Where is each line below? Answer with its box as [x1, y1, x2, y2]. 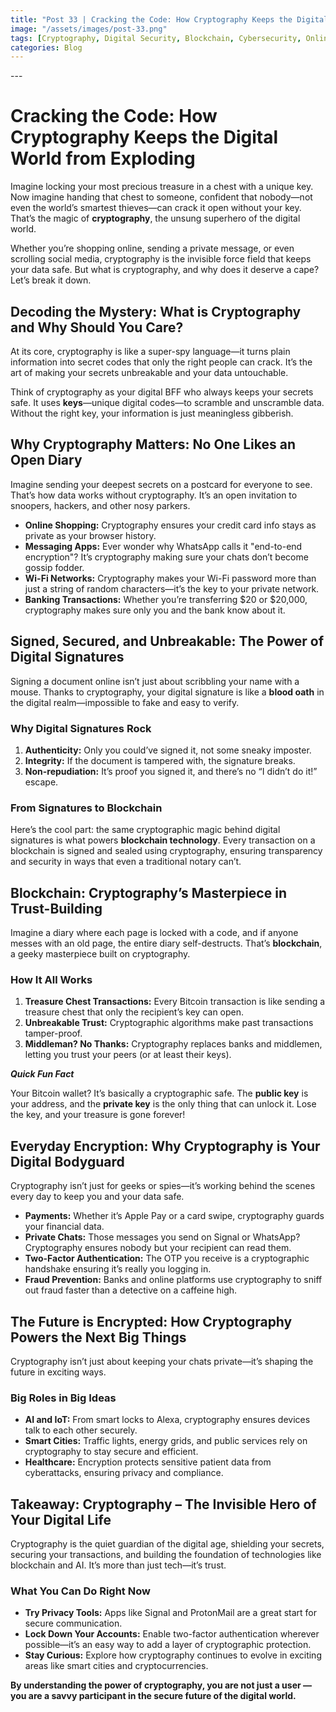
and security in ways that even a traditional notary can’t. [10, 856, 242, 868]
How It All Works [10, 972, 93, 986]
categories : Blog [10, 42, 83, 53]
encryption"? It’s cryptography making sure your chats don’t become [24, 551, 309, 563]
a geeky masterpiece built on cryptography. [10, 948, 191, 960]
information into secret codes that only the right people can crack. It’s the [10, 356, 313, 368]
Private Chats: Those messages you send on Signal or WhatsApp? [24, 1231, 301, 1243]
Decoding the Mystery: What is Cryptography [10, 303, 302, 320]
